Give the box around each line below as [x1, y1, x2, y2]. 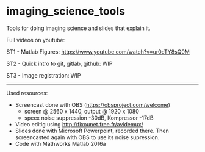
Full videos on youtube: [6, 36, 65, 43]
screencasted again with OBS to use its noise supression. [15, 133, 160, 141]
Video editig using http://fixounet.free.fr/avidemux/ [15, 120, 143, 128]
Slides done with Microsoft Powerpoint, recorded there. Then [15, 127, 169, 134]
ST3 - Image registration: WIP [6, 71, 81, 79]
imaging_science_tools [6, 4, 126, 18]
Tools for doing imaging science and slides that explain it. [6, 24, 151, 32]
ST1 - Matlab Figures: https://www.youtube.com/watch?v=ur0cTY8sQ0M [6, 48, 190, 56]
